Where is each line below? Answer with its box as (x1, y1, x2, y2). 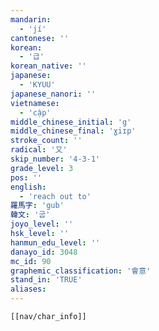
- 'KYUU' (19, 80, 56, 90)
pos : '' (10, 172, 43, 183)
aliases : (10, 284, 47, 295)
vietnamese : (10, 98, 60, 108)
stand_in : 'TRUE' (10, 275, 83, 285)
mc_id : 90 (10, 256, 52, 266)
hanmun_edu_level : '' (10, 237, 101, 248)
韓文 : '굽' (10, 210, 51, 220)
